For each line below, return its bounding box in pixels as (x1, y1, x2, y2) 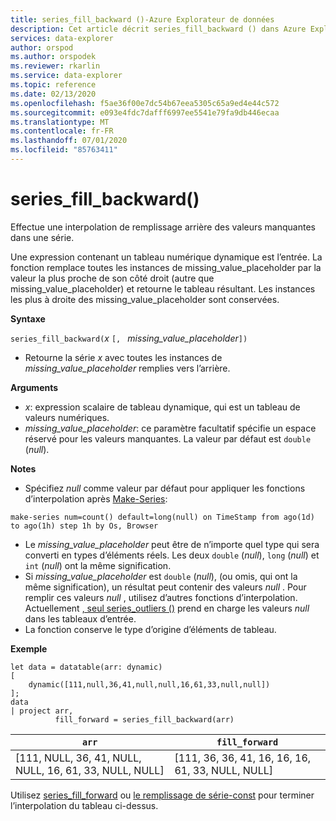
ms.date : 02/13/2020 (10, 89, 97, 99)
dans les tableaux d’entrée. (24, 612, 137, 625)
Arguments (10, 381, 59, 393)
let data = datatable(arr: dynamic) (10, 662, 163, 672)
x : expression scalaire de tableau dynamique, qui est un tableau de (24, 401, 301, 413)
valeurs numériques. (24, 411, 110, 423)
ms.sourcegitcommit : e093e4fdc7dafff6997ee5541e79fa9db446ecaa (10, 107, 280, 118)
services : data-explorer (10, 33, 114, 43)
